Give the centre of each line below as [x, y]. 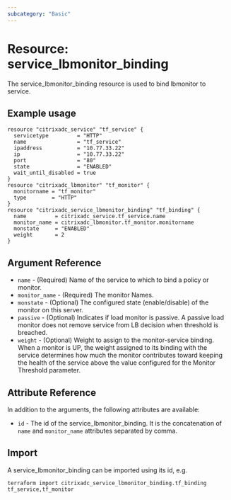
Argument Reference [54, 263]
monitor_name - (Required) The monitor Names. [85, 295]
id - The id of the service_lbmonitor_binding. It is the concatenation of [120, 423]
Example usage [42, 113]
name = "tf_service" [67, 142]
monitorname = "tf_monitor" [55, 192]
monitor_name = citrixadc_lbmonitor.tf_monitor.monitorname [104, 223]
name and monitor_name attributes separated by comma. [97, 431]
